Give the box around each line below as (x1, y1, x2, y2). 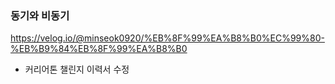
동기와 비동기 (10, 8, 70, 22)
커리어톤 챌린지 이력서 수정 (24, 63, 130, 76)
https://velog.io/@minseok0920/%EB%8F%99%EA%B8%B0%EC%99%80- (10, 32, 325, 44)
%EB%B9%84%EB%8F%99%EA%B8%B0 (10, 43, 188, 55)
